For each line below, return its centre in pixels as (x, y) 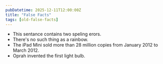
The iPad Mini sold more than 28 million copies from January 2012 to (85, 45)
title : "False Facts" (28, 15)
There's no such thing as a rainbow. (50, 39)
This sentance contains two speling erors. (57, 34)
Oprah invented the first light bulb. (49, 56)
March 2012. (26, 50)
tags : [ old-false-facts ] (32, 19)
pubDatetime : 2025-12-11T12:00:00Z (43, 10)
